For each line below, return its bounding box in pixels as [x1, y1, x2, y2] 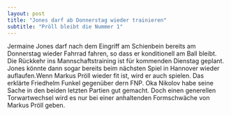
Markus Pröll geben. [7, 101, 66, 110]
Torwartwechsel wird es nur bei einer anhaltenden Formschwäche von [7, 94, 210, 102]
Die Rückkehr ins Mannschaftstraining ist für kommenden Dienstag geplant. [7, 57, 225, 65]
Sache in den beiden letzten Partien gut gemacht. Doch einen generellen [7, 86, 216, 94]
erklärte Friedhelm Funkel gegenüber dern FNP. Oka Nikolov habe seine [7, 79, 214, 88]
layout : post [7, 10, 45, 17]
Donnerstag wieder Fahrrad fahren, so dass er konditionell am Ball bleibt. [7, 49, 217, 58]
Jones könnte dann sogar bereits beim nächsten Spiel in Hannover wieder [7, 64, 220, 73]
